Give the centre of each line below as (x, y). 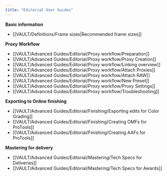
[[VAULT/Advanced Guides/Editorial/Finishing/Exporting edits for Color (86, 111)
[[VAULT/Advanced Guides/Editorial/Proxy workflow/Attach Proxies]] (84, 70)
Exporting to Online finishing (36, 101)
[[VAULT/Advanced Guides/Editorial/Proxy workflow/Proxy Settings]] (84, 86)
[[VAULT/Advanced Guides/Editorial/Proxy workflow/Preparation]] (81, 54)
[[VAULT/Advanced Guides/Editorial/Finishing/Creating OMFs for (80, 121)
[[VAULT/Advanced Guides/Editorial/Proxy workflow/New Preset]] (81, 80)
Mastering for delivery (29, 148)
